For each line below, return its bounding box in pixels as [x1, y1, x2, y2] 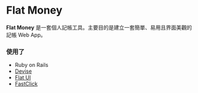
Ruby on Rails [14, 62, 49, 69]
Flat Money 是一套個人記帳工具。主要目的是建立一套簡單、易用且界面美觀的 [6, 24, 192, 31]
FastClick [14, 81, 38, 88]
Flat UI [14, 74, 32, 81]
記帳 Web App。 [6, 31, 46, 39]
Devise [14, 68, 32, 75]
